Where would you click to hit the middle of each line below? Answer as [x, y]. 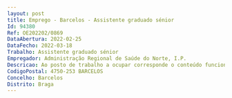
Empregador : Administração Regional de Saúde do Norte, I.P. [97, 59]
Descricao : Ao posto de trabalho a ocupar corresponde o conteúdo [105, 65]
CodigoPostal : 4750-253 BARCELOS [55, 71]
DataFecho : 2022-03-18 [40, 46]
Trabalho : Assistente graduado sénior [63, 52]
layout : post [26, 13]
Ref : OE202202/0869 [35, 33]
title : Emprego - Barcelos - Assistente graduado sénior [91, 20]
